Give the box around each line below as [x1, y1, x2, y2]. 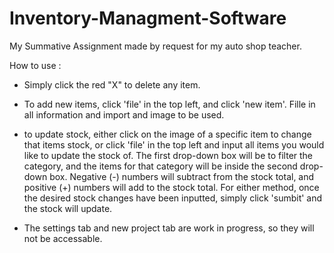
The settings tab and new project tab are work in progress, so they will [23, 222, 315, 234]
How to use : [9, 59, 62, 71]
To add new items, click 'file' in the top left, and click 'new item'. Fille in [23, 98, 316, 110]
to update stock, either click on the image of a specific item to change [23, 128, 312, 140]
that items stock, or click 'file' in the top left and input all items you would [23, 138, 325, 151]
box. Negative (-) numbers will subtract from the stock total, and [49, 170, 315, 182]
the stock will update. [23, 202, 113, 214]
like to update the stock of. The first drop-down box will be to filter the [23, 149, 314, 161]
